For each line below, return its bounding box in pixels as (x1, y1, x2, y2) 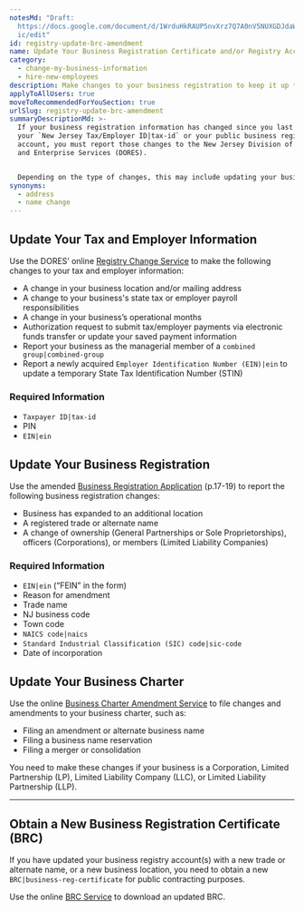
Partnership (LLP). (9, 781, 78, 792)
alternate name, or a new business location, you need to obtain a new (9, 864, 269, 875)
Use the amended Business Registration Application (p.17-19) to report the (9, 481, 285, 492)
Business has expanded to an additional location (22, 508, 204, 519)
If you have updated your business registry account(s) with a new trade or (9, 854, 286, 865)
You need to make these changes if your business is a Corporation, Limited (9, 762, 290, 773)
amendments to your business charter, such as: (9, 708, 187, 719)
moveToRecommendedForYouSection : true (9, 97, 156, 107)
